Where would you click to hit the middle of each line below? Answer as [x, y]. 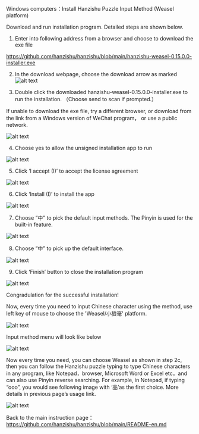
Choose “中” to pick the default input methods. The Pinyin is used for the [104, 218]
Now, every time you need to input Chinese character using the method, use [99, 306]
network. [17, 125]
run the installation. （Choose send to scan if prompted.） [86, 99]
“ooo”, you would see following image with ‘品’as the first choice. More [93, 387]
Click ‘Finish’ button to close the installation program [79, 272]
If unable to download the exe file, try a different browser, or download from [99, 111]
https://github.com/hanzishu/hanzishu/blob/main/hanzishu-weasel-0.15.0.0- [99, 56]
